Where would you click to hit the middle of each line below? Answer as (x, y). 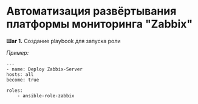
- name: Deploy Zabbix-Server (45, 69)
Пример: (18, 52)
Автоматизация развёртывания (91, 11)
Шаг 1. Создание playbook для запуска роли (63, 41)
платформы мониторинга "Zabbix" (100, 24)
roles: (15, 90)
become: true (23, 80)
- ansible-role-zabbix (46, 95)
